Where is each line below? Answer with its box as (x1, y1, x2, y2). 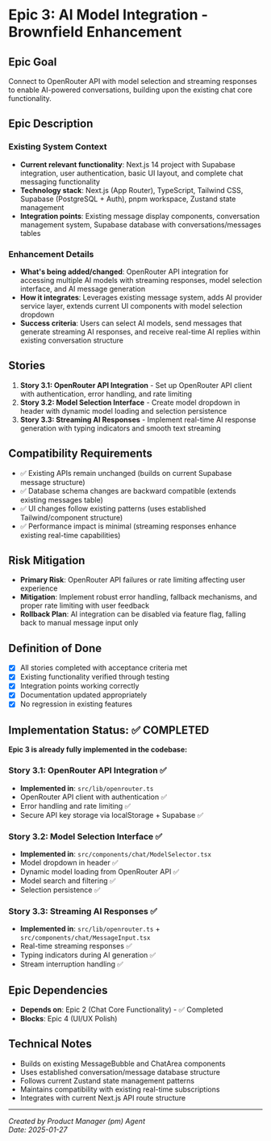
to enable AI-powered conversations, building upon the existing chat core (8, 85, 252, 95)
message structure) (19, 477, 86, 486)
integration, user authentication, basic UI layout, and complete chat (19, 168, 244, 178)
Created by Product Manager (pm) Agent (8, 1116, 145, 1126)
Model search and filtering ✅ (19, 875, 116, 886)
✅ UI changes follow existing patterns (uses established (19, 503, 206, 513)
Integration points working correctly (19, 681, 140, 691)
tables (19, 228, 41, 238)
